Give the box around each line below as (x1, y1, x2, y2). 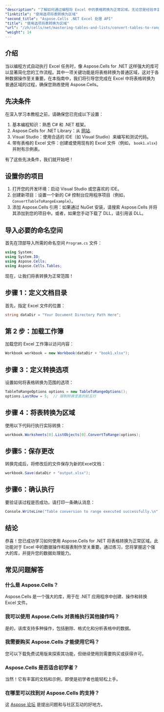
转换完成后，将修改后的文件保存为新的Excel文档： (5, 461, 106, 467)
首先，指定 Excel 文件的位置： (5, 302, 66, 308)
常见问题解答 (5, 566, 44, 574)
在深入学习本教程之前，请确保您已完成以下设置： (5, 111, 103, 117)
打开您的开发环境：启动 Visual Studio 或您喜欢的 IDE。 (12, 186, 122, 192)
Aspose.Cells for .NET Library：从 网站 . (12, 128, 91, 134)
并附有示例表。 (12, 146, 42, 152)
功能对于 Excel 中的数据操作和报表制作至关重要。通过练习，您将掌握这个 (5, 544, 151, 550)
